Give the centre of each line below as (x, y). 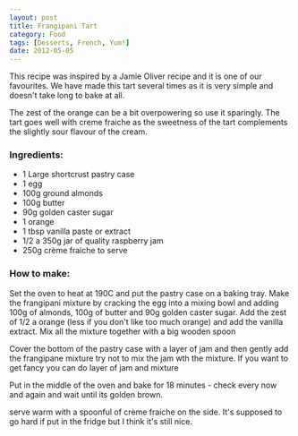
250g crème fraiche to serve (75, 251)
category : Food (38, 34)
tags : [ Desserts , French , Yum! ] (69, 43)
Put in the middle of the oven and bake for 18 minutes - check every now (143, 385)
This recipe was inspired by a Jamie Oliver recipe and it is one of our (136, 76)
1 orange (38, 222)
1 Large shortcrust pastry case (78, 175)
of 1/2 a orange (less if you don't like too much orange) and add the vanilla (146, 321)
